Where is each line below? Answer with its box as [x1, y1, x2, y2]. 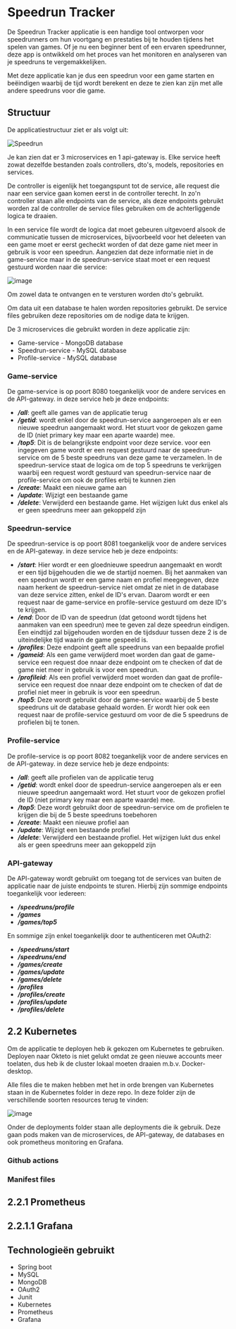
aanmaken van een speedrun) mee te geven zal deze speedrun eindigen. [17, 620, 230, 629]
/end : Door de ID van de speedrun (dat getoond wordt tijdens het [17, 613, 207, 622]
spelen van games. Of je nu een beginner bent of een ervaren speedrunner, [7, 42, 227, 51]
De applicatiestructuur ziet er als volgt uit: [7, 125, 129, 134]
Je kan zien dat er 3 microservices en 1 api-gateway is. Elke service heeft [7, 152, 221, 161]
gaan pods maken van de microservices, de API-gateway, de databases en [7, 1130, 225, 1138]
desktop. [7, 1066, 33, 1075]
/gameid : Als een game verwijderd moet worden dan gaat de [17, 651, 195, 659]
